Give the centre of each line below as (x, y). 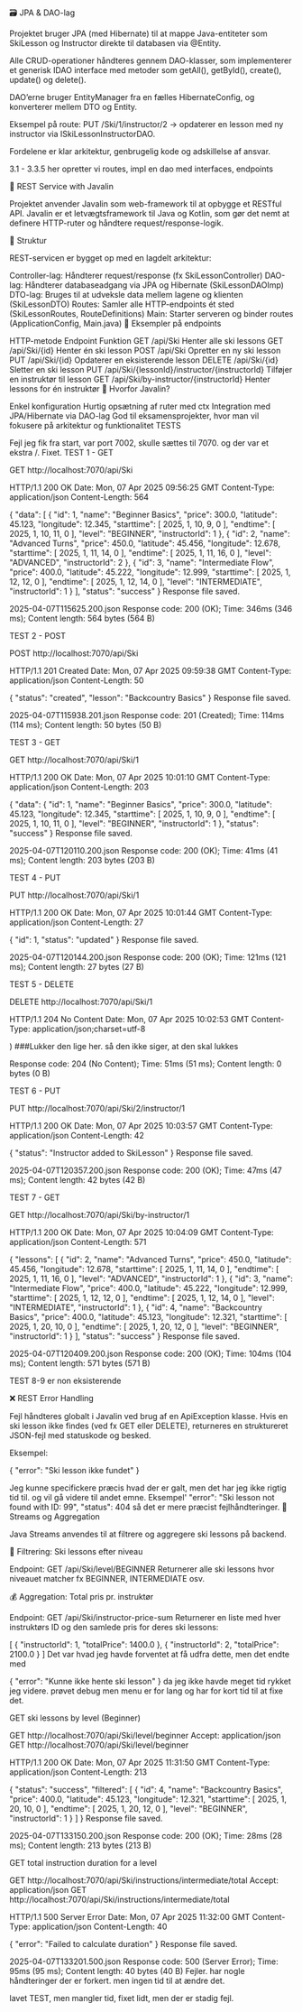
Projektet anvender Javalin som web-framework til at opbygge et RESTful (146, 204)
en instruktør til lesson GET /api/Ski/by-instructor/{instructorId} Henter (140, 379)
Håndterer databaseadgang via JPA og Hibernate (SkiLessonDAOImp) (154, 285)
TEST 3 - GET (35, 742)
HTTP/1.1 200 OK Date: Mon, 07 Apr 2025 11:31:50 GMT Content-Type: (140, 1763)
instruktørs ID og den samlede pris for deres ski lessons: (114, 1627)
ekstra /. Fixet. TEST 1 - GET (62, 452)
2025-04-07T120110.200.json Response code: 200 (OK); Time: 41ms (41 (143, 850)
